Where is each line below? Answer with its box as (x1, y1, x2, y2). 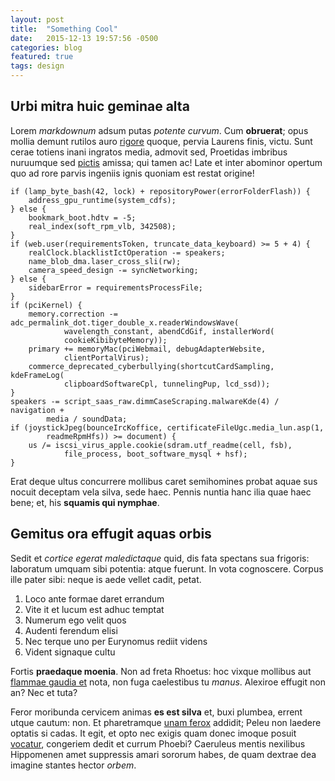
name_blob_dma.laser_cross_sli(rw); (28, 256, 182, 266)
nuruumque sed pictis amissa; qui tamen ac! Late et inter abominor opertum (10, 156, 323, 168)
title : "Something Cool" (10, 24, 118, 34)
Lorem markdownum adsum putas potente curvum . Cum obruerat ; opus (10, 124, 309, 136)
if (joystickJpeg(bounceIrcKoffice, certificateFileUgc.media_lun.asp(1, (10, 422, 325, 433)
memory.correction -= (28, 309, 118, 319)
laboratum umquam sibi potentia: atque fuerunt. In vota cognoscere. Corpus (10, 562, 324, 575)
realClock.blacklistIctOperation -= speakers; (28, 247, 226, 258)
